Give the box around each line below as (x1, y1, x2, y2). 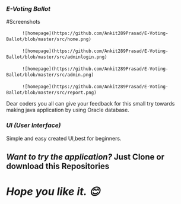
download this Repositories (6, 161, 110, 171)
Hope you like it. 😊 (6, 185, 100, 199)
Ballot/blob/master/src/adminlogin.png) (6, 54, 108, 60)
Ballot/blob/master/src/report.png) (6, 90, 97, 96)
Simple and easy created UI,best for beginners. (6, 135, 122, 142)
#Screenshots (6, 18, 40, 26)
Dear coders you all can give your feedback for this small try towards (6, 100, 175, 107)
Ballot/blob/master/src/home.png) (6, 36, 92, 43)
